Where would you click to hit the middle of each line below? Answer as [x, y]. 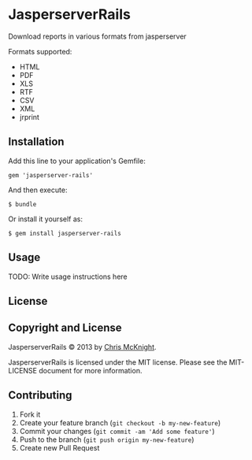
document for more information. [91, 370]
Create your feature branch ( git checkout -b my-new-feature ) [120, 422]
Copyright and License [65, 328]
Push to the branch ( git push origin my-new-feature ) [107, 440]
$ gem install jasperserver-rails [65, 233]
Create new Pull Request [59, 447]
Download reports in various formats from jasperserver [97, 36]
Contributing [40, 395]
